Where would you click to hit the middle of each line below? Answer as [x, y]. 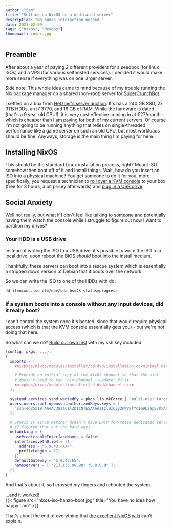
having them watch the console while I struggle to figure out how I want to [83, 220]
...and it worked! [22, 495]
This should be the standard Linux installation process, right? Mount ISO [81, 164]
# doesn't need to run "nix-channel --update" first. [73, 380]
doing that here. [22, 332]
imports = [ [23, 361]
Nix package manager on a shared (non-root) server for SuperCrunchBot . [83, 93]
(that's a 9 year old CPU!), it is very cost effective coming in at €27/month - [85, 114]
